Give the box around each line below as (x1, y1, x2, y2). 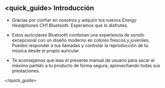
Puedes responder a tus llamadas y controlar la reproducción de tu (11, 42, 149, 48)
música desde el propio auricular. (11, 47, 80, 53)
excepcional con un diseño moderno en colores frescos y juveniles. (11, 37, 150, 43)
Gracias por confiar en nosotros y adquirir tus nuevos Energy (11, 17, 137, 23)
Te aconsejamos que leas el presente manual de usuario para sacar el (11, 57, 155, 63)
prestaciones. (11, 68, 40, 74)
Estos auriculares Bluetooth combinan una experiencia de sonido (11, 32, 145, 38)
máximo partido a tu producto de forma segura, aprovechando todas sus (11, 62, 161, 68)
